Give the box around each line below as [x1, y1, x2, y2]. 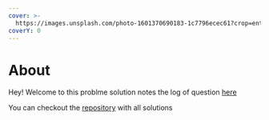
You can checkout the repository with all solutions [8, 103, 173, 113]
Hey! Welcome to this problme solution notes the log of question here [8, 87, 238, 97]
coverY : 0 [8, 26, 42, 34]
